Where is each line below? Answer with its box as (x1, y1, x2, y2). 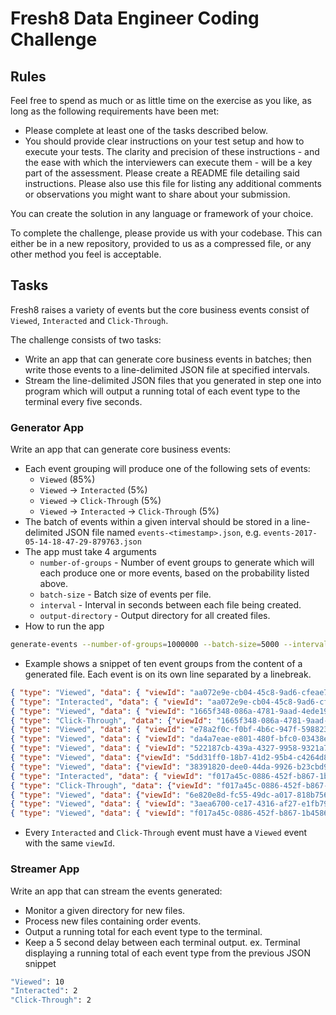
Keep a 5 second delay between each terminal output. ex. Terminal (24, 936, 301, 948)
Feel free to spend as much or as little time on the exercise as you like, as (10, 95, 312, 106)
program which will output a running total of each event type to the (24, 385, 301, 397)
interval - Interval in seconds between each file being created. (39, 599, 302, 611)
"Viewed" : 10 (10, 977, 65, 987)
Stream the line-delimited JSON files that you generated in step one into (24, 374, 322, 386)
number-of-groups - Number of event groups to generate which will (39, 557, 315, 569)
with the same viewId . (24, 837, 116, 849)
